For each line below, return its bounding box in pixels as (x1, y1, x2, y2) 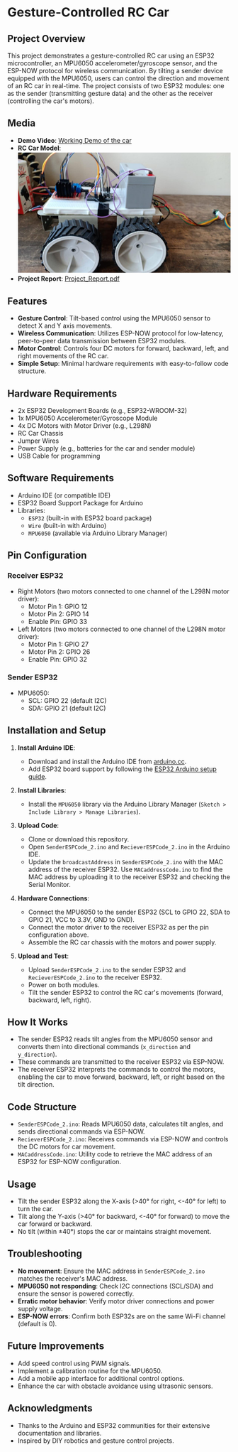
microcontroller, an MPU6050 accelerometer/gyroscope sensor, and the (7, 59, 217, 68)
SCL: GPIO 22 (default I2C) (28, 696, 108, 704)
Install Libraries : (17, 786, 67, 795)
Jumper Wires (17, 436, 59, 445)
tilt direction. (17, 1080, 55, 1089)
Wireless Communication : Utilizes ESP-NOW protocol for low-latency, (17, 329, 225, 338)
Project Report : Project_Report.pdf (17, 274, 120, 283)
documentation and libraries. (17, 1429, 102, 1437)
